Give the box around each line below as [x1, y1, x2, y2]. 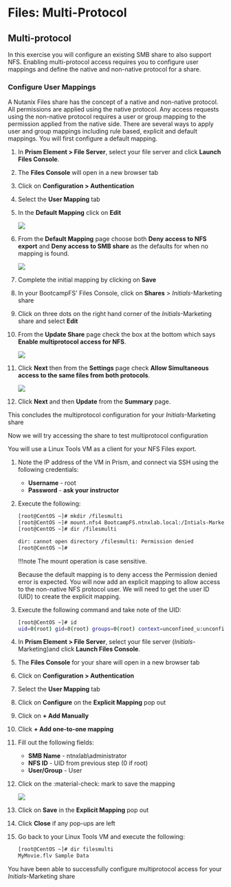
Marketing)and [17, 645, 60, 654]
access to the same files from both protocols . [17, 371, 151, 379]
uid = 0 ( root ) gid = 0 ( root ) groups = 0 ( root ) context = [17, 625, 164, 632]
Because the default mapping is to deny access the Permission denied [17, 570, 218, 578]
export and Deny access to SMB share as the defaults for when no [17, 242, 209, 251]
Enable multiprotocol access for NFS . [17, 337, 126, 346]
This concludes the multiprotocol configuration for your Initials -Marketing [8, 411, 216, 419]
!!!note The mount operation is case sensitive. [17, 556, 147, 565]
